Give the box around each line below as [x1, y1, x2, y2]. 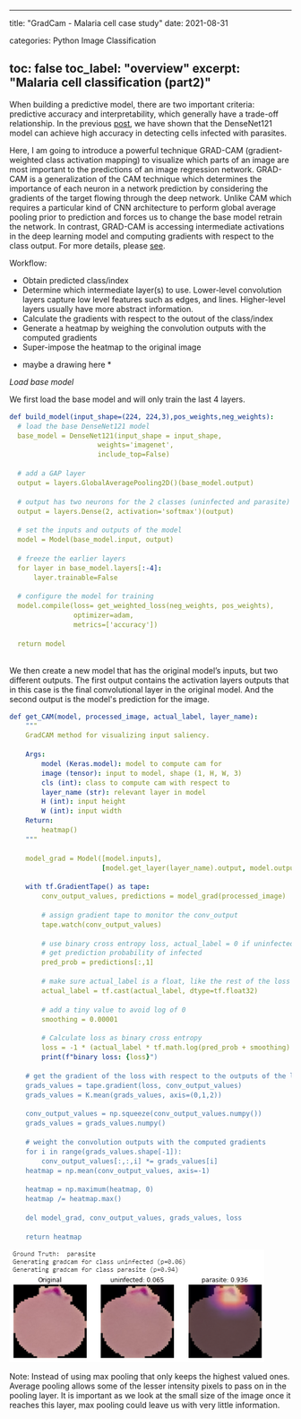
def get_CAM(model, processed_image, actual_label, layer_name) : [9, 712, 258, 721]
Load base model [9, 376, 74, 387]
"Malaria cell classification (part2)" [9, 75, 211, 91]
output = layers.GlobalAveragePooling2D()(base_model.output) [17, 478, 254, 487]
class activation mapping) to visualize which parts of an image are [45, 154, 289, 165]
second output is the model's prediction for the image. [9, 693, 211, 704]
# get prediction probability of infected [41, 948, 202, 958]
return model [17, 639, 66, 649]
